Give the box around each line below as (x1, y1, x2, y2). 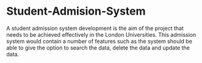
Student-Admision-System (6, 4, 146, 18)
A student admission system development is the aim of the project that (6, 24, 184, 32)
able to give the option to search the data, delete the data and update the (6, 44, 190, 51)
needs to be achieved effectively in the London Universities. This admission (6, 31, 197, 38)
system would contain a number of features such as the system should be (6, 37, 192, 45)
